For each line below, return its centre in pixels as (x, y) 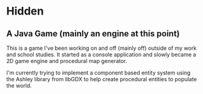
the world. (19, 86)
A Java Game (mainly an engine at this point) (93, 34)
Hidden (25, 11)
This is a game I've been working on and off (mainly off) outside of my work (101, 48)
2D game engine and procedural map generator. (67, 61)
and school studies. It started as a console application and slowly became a (101, 55)
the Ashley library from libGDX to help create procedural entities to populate (101, 79)
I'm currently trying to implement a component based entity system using (98, 73)
